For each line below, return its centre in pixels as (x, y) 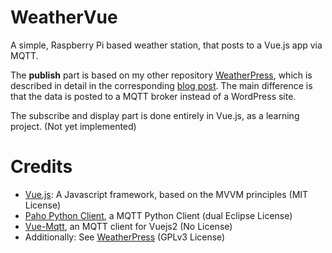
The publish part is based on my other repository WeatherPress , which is (161, 75)
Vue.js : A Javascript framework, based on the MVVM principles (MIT (166, 194)
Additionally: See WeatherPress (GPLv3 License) (125, 237)
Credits (41, 167)
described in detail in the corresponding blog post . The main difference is (161, 85)
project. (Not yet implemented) (73, 126)
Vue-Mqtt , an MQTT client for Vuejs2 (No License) (128, 226)
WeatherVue (64, 17)
